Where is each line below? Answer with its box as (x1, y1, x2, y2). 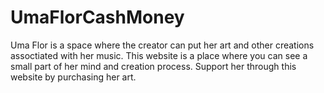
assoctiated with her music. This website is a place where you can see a (10, 49, 308, 61)
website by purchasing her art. (10, 71, 137, 83)
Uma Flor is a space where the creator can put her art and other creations (10, 39, 315, 51)
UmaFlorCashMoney (10, 6, 185, 29)
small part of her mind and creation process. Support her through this (10, 60, 297, 72)
